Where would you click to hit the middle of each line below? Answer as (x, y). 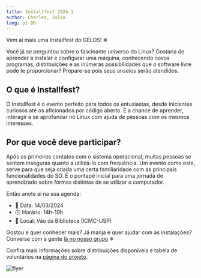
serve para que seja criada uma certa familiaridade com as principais (91, 169)
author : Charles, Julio (36, 17)
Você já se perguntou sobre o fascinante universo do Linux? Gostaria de (95, 52)
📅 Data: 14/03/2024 (39, 205)
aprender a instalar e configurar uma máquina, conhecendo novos (88, 58)
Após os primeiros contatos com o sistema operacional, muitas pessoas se (99, 156)
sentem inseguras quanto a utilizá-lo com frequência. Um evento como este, (101, 163)
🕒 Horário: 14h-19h (39, 212)
